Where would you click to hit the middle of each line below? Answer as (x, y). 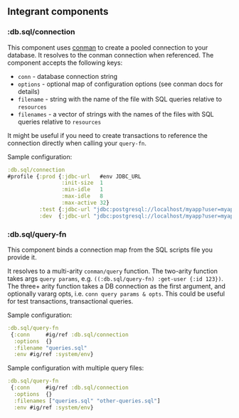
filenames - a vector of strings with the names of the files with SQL (116, 114)
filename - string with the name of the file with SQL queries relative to (120, 99)
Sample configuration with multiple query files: (76, 368)
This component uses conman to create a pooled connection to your (108, 47)
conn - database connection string (68, 76)
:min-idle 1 (82, 190)
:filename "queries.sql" (51, 348)
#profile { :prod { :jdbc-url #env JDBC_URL (74, 176)
